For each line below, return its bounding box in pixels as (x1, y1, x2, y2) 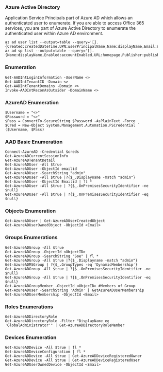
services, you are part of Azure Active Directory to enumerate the (5, 25, 136, 31)
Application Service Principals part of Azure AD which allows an (5, 15, 133, 21)
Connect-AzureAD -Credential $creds (5, 149, 79, 154)
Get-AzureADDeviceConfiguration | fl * (5, 350, 86, 354)
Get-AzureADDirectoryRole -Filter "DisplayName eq (5, 318, 110, 324)
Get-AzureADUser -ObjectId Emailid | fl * (5, 179, 92, 184)
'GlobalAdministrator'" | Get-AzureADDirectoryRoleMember (5, 323, 125, 328)
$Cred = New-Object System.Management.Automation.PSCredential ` (5, 123, 140, 128)
